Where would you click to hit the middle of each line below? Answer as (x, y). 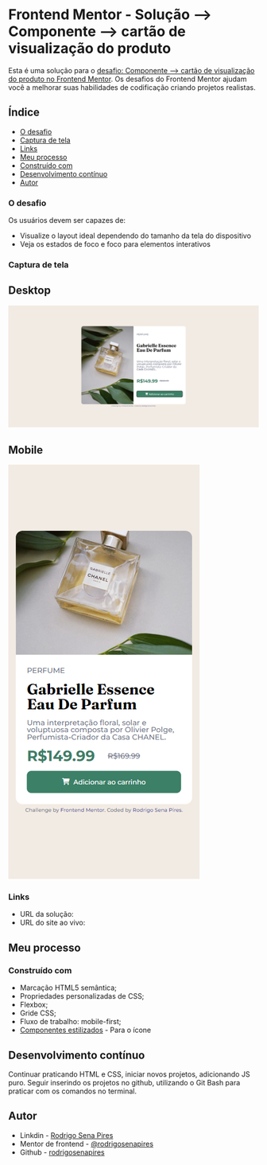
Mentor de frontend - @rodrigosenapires (86, 1144)
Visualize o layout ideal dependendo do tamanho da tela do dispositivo (135, 236)
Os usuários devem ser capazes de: (67, 220)
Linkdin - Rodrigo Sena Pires (66, 1135)
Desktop (30, 291)
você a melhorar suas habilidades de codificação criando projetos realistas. (132, 87)
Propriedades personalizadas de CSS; (82, 996)
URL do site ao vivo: (52, 923)
